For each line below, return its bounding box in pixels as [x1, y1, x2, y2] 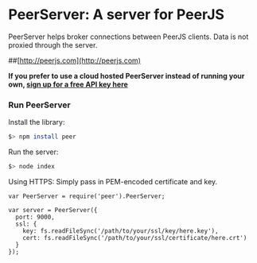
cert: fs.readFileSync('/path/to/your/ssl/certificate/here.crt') [22, 234, 247, 242]
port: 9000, [15, 213, 56, 221]
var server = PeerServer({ [8, 206, 98, 214]
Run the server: [8, 147, 59, 157]
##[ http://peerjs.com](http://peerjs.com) [8, 56, 142, 65]
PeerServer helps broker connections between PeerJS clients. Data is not [8, 32, 249, 41]
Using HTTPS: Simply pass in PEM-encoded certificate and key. [8, 176, 218, 186]
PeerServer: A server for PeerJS [8, 6, 225, 24]
